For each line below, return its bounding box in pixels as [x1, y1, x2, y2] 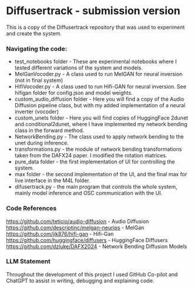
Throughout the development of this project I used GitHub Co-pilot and [6, 271, 178, 278]
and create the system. [6, 29, 62, 37]
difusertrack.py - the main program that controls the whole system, [14, 183, 178, 190]
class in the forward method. [14, 127, 85, 134]
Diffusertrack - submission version [6, 4, 180, 18]
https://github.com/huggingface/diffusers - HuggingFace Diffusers [6, 236, 168, 243]
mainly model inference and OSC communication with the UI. [14, 190, 163, 197]
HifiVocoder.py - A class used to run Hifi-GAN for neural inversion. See [14, 83, 186, 90]
